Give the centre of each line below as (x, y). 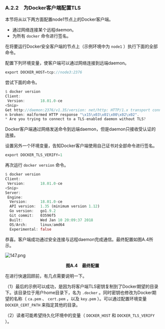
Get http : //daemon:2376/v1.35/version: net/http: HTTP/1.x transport (78, 110)
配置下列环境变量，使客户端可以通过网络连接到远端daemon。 (67, 63)
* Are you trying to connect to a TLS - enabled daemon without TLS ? (76, 119)
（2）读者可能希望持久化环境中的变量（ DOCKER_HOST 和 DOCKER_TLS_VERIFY (80, 315)
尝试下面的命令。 (22, 83)
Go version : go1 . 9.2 (33, 211)
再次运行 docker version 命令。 (37, 165)
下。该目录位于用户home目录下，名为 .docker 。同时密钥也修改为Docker (79, 292)
